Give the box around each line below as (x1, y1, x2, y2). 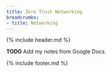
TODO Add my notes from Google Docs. (6, 48, 107, 55)
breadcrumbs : (6, 14, 39, 20)
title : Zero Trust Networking (6, 8, 83, 15)
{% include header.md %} (6, 37, 71, 44)
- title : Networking (6, 20, 59, 26)
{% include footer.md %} (6, 59, 68, 67)
